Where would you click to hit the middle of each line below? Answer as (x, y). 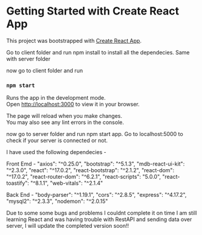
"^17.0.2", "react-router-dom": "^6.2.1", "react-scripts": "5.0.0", (84, 177)
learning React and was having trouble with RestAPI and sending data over (99, 219)
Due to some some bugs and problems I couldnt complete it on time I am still (102, 213)
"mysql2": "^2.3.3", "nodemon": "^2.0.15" (57, 201)
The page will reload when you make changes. (64, 116)
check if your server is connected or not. (57, 141)
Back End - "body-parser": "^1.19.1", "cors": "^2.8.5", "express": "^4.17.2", (96, 195)
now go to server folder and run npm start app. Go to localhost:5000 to (95, 134)
